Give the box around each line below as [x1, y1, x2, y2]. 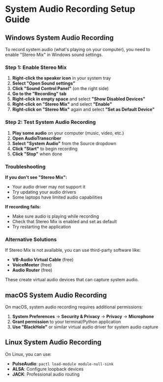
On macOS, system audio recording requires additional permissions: [5, 304, 143, 310]
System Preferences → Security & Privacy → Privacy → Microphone [12, 314, 154, 319]
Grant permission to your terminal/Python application [12, 319, 121, 324]
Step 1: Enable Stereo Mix [5, 64, 67, 71]
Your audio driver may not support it [12, 183, 85, 190]
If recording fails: [5, 204, 41, 209]
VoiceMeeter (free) [12, 262, 52, 268]
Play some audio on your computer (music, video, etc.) [12, 130, 124, 136]
